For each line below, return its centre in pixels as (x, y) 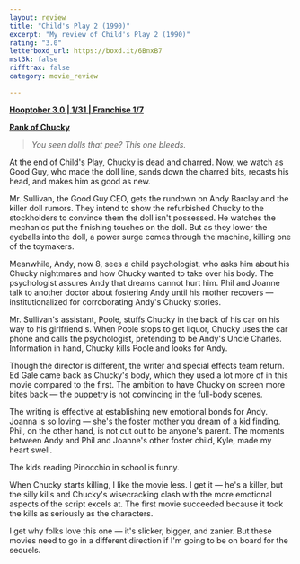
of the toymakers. (42, 246)
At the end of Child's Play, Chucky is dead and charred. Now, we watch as (146, 162)
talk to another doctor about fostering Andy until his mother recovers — (141, 292)
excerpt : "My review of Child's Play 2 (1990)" (100, 34)
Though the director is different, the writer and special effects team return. (147, 365)
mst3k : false (34, 59)
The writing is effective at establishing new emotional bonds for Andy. (138, 411)
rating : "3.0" (36, 43)
